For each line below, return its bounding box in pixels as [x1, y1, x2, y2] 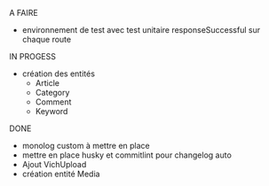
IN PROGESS [9, 51, 56, 61]
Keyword [35, 106, 68, 116]
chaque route [21, 35, 72, 44]
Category [35, 88, 70, 97]
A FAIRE [9, 8, 38, 18]
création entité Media [21, 168, 100, 179]
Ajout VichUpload [21, 159, 87, 169]
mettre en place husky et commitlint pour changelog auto [21, 150, 233, 160]
